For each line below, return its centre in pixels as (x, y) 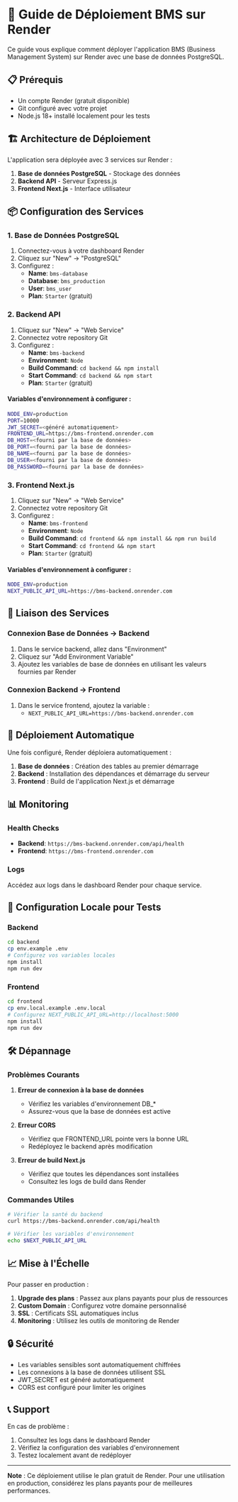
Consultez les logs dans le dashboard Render (84, 1440)
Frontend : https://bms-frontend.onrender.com (85, 851)
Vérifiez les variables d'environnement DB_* (92, 1104)
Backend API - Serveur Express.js (67, 181)
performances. (29, 1491)
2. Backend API (34, 314)
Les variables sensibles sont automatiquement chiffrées (99, 1364)
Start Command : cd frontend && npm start (92, 545)
